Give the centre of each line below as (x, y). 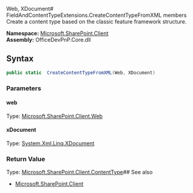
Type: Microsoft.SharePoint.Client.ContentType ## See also (80, 172)
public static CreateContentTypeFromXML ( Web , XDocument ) (81, 73)
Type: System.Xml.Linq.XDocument (51, 143)
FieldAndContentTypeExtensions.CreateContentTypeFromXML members (97, 15)
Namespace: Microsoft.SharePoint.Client (57, 33)
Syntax (20, 59)
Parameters (24, 88)
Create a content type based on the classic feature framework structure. (97, 21)
